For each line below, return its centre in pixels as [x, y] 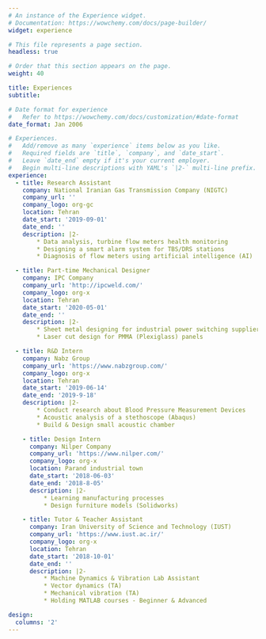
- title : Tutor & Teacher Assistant [83, 519]
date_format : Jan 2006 [46, 124]
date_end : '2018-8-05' [66, 483]
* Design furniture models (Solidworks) [111, 505]
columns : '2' [37, 622]
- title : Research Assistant [63, 183]
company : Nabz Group [56, 358]
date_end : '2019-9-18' [60, 396]
